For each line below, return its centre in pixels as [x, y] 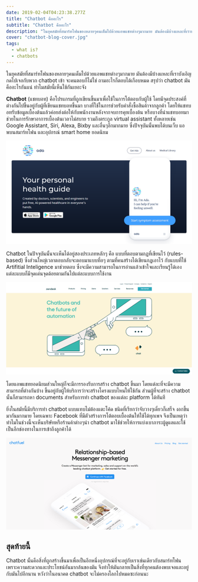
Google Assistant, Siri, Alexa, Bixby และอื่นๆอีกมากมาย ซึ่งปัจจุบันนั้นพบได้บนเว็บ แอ [95, 125]
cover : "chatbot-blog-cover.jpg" [47, 38]
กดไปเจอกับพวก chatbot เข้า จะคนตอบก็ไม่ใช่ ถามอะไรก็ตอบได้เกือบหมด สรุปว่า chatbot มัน [98, 80]
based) [15, 261]
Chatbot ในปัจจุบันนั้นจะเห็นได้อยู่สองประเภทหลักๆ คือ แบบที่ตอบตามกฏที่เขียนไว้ [86, 253]
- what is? [25, 50]
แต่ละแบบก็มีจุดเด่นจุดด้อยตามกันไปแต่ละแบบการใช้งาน [59, 274]
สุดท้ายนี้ [18, 546]
